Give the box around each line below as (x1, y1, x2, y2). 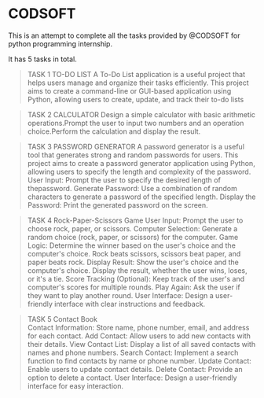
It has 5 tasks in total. (8, 54, 77, 64)
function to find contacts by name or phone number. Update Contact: (27, 356, 251, 366)
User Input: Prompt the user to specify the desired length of (27, 175, 222, 185)
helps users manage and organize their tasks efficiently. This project (27, 78, 249, 87)
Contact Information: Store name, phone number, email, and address (27, 322, 250, 332)
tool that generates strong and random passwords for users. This (27, 150, 239, 160)
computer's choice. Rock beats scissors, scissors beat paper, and (27, 249, 241, 258)
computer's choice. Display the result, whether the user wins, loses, (27, 265, 247, 275)
